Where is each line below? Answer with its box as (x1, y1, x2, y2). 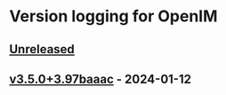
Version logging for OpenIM (9, 6, 218, 27)
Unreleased (9, 42, 76, 57)
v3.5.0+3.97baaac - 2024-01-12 (9, 71, 191, 86)
